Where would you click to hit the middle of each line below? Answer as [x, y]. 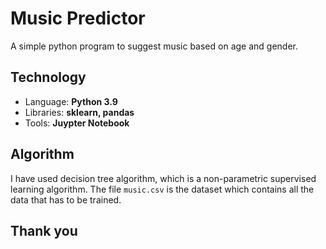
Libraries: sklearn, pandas [79, 112]
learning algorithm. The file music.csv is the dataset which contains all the [162, 189]
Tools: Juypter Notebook [77, 123]
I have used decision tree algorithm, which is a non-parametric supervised [163, 178]
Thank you [44, 230]
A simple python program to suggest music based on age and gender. [154, 46]
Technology [48, 77]
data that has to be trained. [66, 199]
